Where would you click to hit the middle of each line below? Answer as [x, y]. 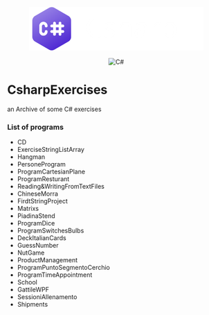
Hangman [31, 157]
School [27, 282]
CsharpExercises [57, 90]
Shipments [33, 305]
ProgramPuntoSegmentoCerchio [64, 268]
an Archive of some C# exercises [54, 109]
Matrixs [28, 209]
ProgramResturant [43, 179]
